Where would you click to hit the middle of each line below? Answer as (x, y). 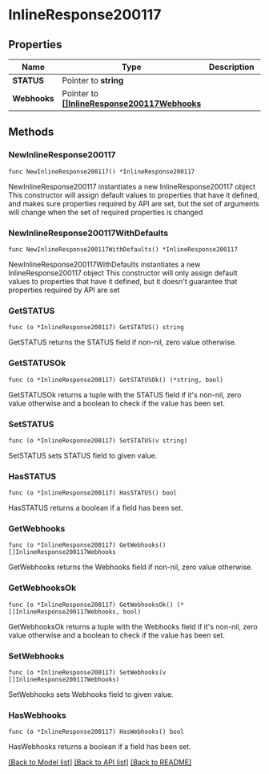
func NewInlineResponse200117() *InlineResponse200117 (102, 171)
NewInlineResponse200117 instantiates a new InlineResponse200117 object (132, 186)
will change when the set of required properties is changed (106, 212)
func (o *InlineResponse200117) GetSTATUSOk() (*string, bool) (116, 380)
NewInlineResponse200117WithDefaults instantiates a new (104, 264)
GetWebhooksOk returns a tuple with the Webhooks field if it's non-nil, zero (133, 626)
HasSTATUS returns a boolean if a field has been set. (96, 508)
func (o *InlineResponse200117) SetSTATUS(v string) (98, 440)
